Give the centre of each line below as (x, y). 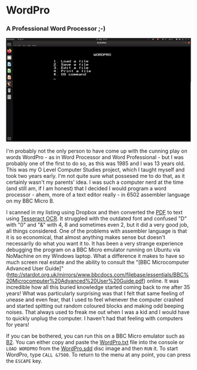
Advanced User (25, 268)
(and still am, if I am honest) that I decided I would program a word (86, 189)
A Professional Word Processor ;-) (56, 29)
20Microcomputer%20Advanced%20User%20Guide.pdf (75, 281)
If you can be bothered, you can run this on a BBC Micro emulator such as (95, 336)
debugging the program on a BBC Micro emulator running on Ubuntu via (93, 250)
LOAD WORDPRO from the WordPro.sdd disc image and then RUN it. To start (92, 349)
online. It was (163, 281)
